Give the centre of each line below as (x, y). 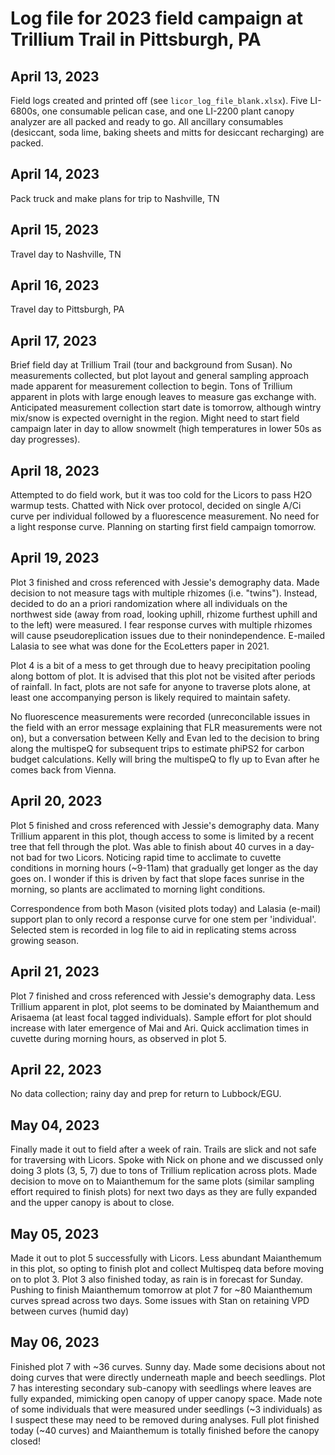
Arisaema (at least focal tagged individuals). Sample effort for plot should (161, 1017)
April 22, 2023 (56, 1069)
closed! (25, 1441)
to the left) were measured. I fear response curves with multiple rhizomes (161, 624)
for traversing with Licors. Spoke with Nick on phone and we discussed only (167, 1160)
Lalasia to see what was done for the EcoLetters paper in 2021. (140, 646)
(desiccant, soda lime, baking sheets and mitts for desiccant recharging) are (167, 132)
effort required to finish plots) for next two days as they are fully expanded (164, 1192)
